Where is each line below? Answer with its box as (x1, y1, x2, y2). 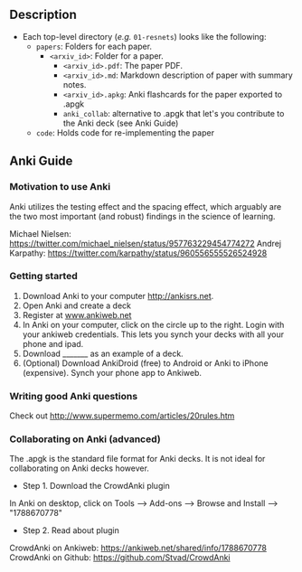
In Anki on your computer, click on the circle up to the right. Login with (22, 319, 285, 330)
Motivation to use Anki (9, 181, 111, 193)
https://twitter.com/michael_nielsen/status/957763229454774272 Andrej (9, 238, 282, 248)
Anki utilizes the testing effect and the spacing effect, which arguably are (9, 201, 282, 211)
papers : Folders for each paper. (35, 41, 152, 52)
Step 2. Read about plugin (22, 525, 119, 536)
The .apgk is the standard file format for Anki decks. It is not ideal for (9, 454, 266, 464)
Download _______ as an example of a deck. (22, 348, 184, 359)
